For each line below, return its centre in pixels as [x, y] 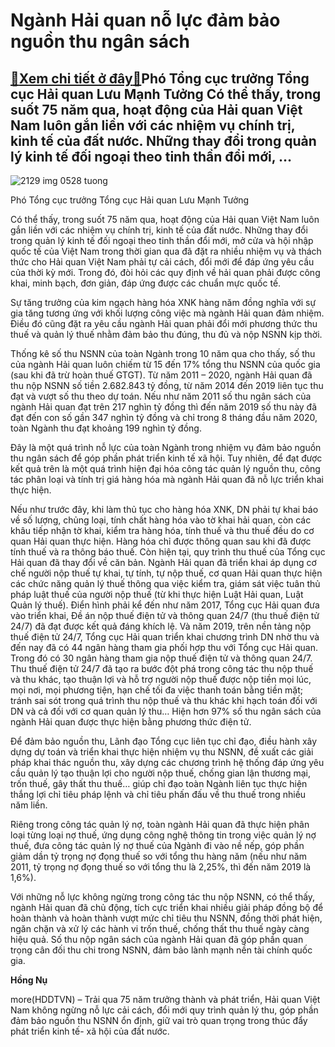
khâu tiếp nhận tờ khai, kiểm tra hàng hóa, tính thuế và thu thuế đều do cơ [162, 530]
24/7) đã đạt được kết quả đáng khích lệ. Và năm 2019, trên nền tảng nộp [161, 626]
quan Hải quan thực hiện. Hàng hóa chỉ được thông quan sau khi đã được [161, 541]
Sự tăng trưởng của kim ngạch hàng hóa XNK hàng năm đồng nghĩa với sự [163, 302]
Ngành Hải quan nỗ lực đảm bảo [145, 20]
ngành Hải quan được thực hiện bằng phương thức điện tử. [131, 722]
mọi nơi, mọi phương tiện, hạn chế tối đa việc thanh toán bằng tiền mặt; [157, 690]
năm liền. [29, 805]
